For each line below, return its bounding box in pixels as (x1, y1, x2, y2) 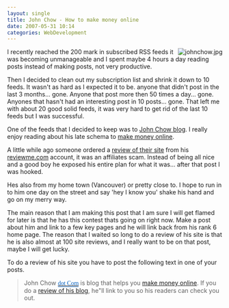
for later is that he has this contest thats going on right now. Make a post (7, 216, 211, 224)
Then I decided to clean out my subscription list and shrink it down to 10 (7, 76, 210, 84)
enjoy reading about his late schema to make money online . (7, 133, 174, 141)
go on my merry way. (7, 196, 67, 204)
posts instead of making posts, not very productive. (7, 62, 152, 70)
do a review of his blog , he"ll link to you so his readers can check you (23, 287, 220, 295)
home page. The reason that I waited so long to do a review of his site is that (7, 231, 222, 239)
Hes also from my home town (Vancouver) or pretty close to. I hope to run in (7, 181, 222, 189)
